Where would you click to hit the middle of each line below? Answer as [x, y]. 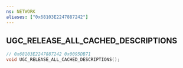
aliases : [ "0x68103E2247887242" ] [47, 17]
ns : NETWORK [21, 11]
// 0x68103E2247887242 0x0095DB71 [49, 54]
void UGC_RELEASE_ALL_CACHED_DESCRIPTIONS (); [63, 60]
